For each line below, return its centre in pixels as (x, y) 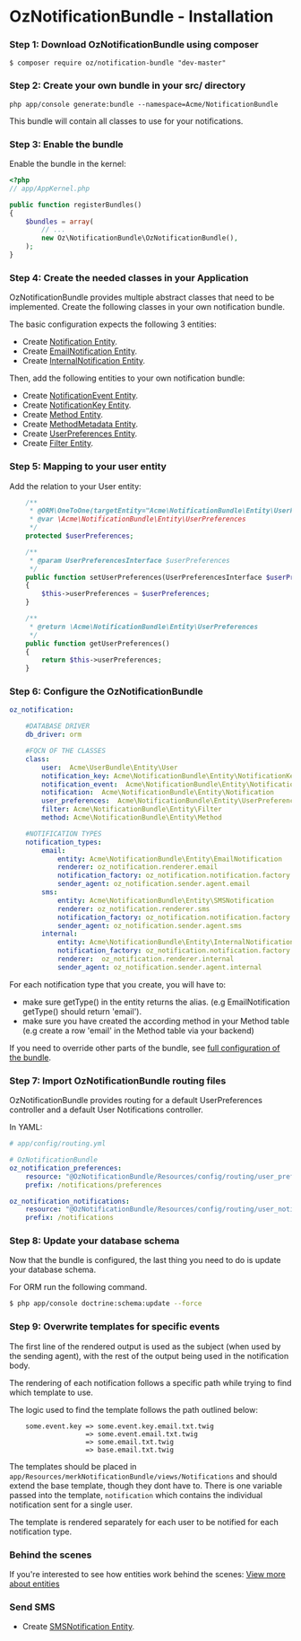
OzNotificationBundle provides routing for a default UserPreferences (136, 1101)
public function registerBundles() (76, 205)
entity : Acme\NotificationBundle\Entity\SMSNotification (166, 900)
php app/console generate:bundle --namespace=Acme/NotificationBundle (144, 104)
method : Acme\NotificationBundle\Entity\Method (132, 818)
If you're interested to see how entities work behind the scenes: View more (147, 1574)
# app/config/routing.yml (57, 1144)
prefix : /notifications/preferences (94, 1185)
